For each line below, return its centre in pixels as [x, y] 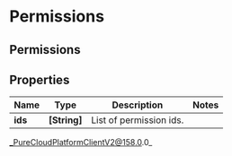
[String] [65, 120]
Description [138, 105]
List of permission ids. [138, 120]
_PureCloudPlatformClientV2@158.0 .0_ [81, 143]
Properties [40, 79]
